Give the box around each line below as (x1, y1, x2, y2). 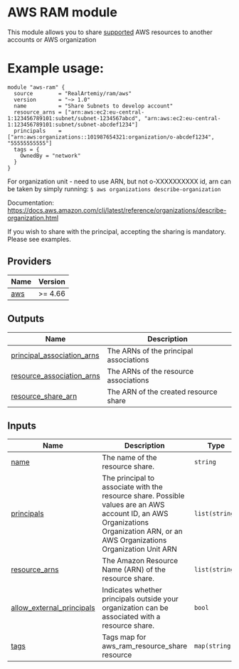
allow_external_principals (11, 603, 95, 613)
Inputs (7, 419, 37, 432)
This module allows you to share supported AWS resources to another (7, 28, 213, 36)
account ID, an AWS (102, 509, 169, 519)
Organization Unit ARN (102, 545, 178, 555)
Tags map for (102, 632, 147, 642)
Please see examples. (7, 235, 71, 243)
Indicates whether (102, 585, 162, 595)
